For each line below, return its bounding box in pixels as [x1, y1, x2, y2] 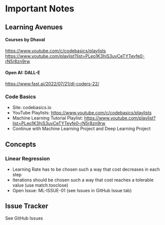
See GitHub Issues [5, 215, 43, 221]
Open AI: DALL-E [5, 70, 41, 76]
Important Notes [5, 3, 75, 14]
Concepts [5, 140, 36, 148]
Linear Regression [5, 155, 50, 162]
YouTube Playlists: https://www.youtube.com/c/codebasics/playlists [12, 110, 152, 116]
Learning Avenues [5, 23, 63, 31]
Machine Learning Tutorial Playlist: [12, 115, 83, 121]
